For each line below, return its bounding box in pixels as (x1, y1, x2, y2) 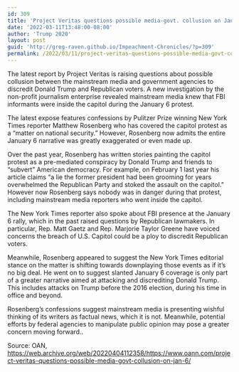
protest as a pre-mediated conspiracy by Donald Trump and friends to (7, 157, 213, 166)
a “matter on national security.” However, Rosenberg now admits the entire (7, 129, 226, 137)
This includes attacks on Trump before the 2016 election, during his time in (7, 283, 226, 292)
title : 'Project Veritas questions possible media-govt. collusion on (7, 17, 221, 24)
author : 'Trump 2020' (7, 30, 72, 38)
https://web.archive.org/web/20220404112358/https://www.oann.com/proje (7, 349, 231, 357)
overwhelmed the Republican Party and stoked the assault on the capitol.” (7, 180, 224, 188)
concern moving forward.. (7, 327, 84, 336)
